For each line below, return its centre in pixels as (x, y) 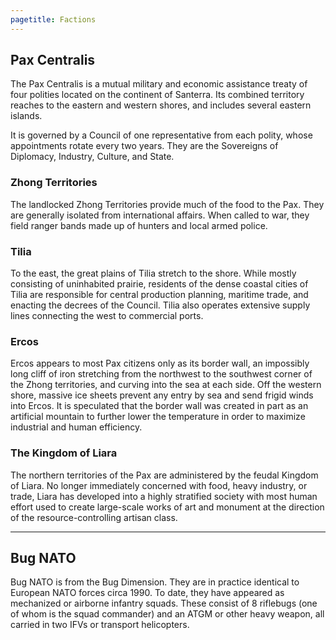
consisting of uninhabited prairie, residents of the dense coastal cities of (159, 284)
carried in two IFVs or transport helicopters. (100, 625)
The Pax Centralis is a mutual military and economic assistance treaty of (159, 84)
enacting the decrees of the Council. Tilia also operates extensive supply (160, 305)
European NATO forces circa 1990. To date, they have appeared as (147, 593)
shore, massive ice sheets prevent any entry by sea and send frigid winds (162, 395)
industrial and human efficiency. (76, 427)
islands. (26, 116)
